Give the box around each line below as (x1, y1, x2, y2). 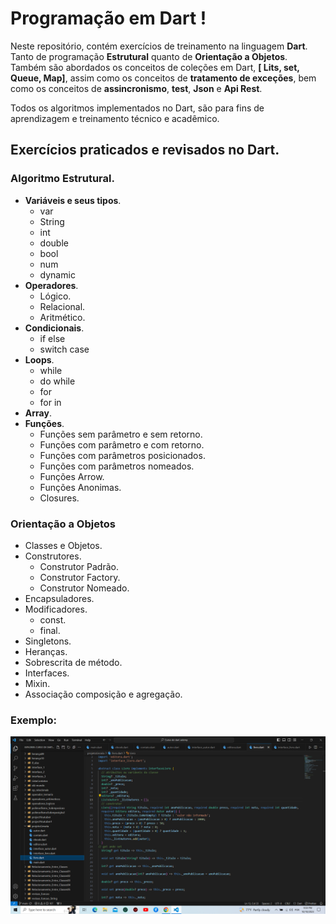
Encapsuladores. (24, 592, 95, 604)
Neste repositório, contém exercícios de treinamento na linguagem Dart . (10, 40, 308, 52)
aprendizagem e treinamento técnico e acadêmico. (10, 112, 220, 124)
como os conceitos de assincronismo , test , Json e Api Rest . (10, 82, 263, 94)
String (39, 215, 65, 227)
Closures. (39, 492, 80, 504)
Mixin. (24, 677, 51, 689)
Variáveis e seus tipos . (24, 194, 122, 206)
